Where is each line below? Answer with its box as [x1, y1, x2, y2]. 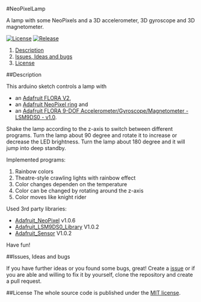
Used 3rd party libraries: [6, 205, 67, 212]
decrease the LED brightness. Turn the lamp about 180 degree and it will [6, 138, 185, 145]
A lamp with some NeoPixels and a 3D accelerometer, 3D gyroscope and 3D [6, 17, 196, 24]
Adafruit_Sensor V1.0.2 [14, 230, 72, 237]
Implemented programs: [6, 156, 66, 163]
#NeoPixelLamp [6, 5, 46, 12]
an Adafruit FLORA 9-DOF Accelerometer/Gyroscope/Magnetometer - [14, 107, 188, 114]
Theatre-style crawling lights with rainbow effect [14, 174, 136, 181]
